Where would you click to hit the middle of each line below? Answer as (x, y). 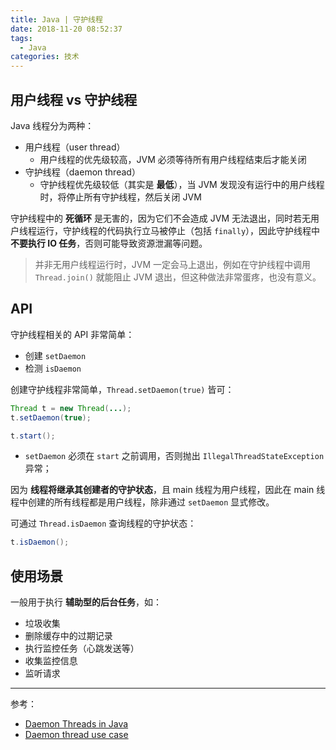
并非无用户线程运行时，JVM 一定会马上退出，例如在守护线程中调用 (173, 264)
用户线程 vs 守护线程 (74, 99)
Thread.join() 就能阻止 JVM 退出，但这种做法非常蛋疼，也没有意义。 (178, 277)
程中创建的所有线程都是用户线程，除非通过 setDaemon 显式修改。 (142, 502)
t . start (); (33, 436)
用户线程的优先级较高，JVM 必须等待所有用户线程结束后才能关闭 (173, 159)
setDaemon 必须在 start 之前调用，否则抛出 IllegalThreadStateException (174, 456)
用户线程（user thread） (75, 147)
